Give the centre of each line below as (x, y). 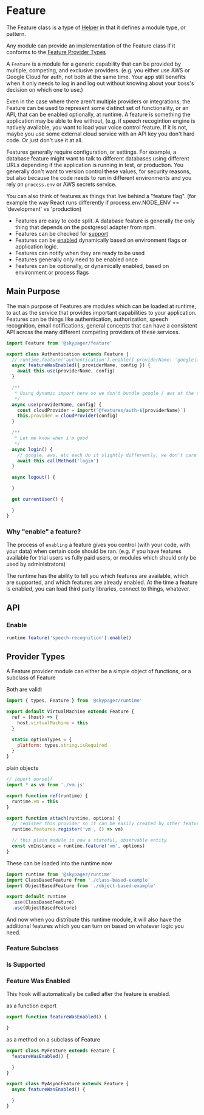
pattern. (16, 33)
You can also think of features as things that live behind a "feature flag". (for (101, 196)
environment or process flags (52, 272)
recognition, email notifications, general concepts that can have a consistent (102, 325)
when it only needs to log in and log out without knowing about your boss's (100, 83)
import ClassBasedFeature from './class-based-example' (78, 880)
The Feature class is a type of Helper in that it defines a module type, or (96, 27)
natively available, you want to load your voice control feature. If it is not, (97, 127)
